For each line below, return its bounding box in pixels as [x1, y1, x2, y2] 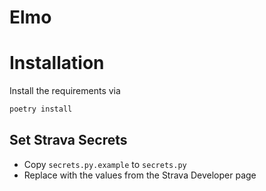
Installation [9, 52, 105, 75]
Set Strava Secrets [9, 132, 128, 149]
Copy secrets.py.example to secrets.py [23, 158, 187, 170]
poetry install [9, 104, 73, 115]
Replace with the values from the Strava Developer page [23, 169, 257, 181]
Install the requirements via [9, 85, 121, 97]
